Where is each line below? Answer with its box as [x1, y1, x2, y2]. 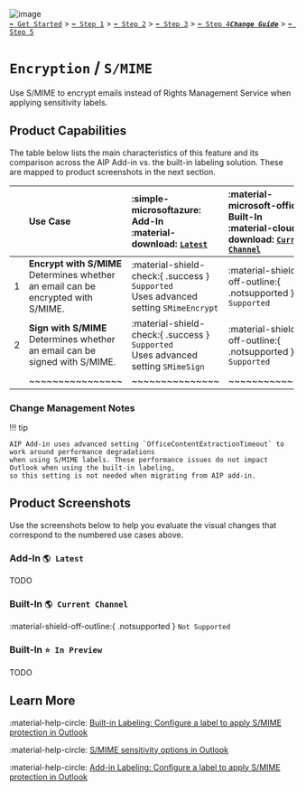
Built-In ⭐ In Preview [9, 644, 103, 656]
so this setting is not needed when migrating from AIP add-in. [9, 471, 256, 480]
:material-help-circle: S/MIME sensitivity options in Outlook [9, 744, 228, 755]
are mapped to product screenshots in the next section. [9, 166, 217, 177]
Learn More [9, 693, 76, 709]
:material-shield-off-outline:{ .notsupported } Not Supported [9, 621, 231, 632]
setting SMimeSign [131, 359, 205, 372]
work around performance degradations [9, 448, 155, 457]
